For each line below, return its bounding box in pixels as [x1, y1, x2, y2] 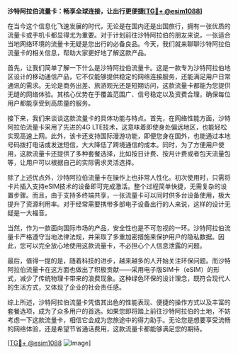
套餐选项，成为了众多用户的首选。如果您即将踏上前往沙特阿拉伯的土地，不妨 [7, 307, 231, 315]
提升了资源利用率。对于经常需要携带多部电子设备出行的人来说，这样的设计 [7, 200, 225, 208]
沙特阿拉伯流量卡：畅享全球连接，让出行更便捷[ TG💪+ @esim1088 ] [7, 7, 203, 15]
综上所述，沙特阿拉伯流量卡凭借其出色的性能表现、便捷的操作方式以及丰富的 [7, 298, 231, 307]
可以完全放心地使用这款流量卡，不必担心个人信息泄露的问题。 [25, 241, 206, 250]
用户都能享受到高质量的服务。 [7, 99, 94, 107]
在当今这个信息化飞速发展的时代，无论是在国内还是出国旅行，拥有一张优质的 [7, 22, 231, 30]
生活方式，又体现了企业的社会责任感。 [13, 283, 125, 291]
